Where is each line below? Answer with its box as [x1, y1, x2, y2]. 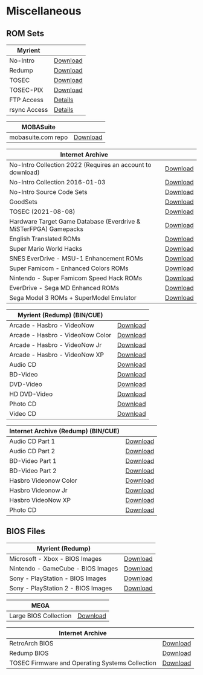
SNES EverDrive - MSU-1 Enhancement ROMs [9, 254, 143, 262]
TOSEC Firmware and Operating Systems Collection [9, 659, 157, 667]
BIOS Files [6, 526, 45, 537]
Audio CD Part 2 [9, 447, 56, 455]
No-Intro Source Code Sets [9, 188, 88, 196]
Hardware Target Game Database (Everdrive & [9, 218, 141, 225]
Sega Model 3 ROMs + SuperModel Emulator [9, 294, 137, 302]
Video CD [9, 410, 37, 418]
